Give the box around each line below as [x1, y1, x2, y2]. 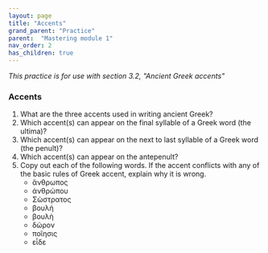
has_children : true [8, 49, 74, 57]
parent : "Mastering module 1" [8, 34, 113, 43]
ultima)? [19, 126, 47, 137]
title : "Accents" [8, 19, 67, 27]
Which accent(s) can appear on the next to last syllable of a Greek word [19, 135, 259, 145]
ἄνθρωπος [31, 178, 68, 187]
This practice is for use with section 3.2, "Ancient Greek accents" [8, 71, 225, 80]
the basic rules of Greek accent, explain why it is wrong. [19, 169, 207, 179]
